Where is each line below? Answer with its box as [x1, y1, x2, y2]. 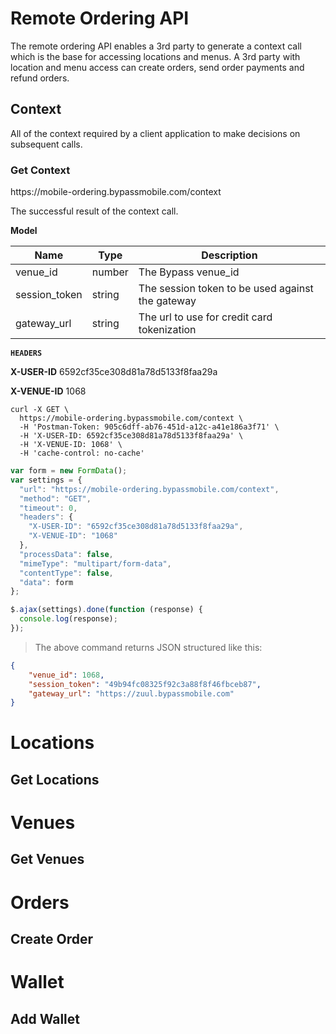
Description [201, 248, 258, 262]
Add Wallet [10, 1010, 80, 1027]
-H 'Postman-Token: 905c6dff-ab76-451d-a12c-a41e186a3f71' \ [19, 422, 280, 432]
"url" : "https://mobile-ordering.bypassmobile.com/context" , [19, 484, 280, 494]
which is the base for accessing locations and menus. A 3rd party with [10, 50, 301, 62]
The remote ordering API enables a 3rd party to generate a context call [10, 40, 302, 52]
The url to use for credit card [138, 310, 273, 324]
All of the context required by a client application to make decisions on [10, 127, 301, 139]
